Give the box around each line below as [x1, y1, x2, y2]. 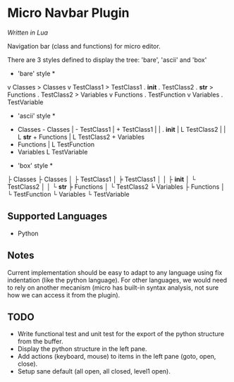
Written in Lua [7, 28, 48, 37]
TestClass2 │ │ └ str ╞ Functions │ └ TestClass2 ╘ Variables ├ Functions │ [7, 182, 226, 191]
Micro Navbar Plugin [7, 5, 130, 21]
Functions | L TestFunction [17, 140, 95, 149]
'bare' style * [17, 69, 56, 78]
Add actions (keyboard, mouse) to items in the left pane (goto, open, [17, 352, 216, 361]
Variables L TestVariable [17, 147, 88, 156]
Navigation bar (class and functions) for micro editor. [7, 42, 161, 50]
